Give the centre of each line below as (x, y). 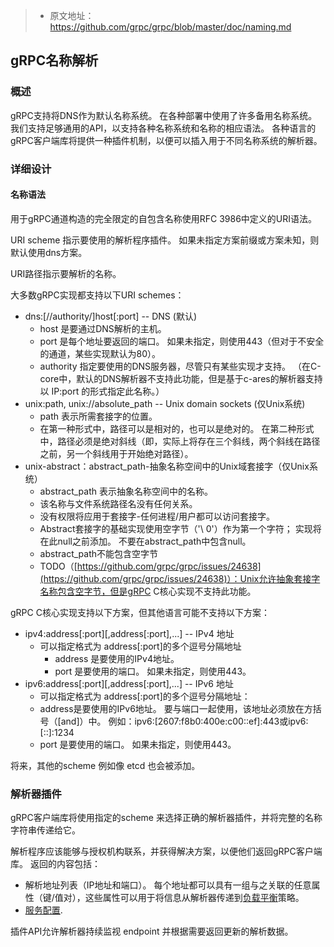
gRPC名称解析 (54, 60)
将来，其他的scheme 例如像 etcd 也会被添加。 (105, 765)
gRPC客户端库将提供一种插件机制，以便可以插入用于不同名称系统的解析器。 (166, 140)
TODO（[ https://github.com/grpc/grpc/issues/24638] (150, 566)
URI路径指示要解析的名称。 (66, 273)
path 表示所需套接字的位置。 (98, 416)
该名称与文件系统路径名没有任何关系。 (118, 503)
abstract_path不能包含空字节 (98, 553)
